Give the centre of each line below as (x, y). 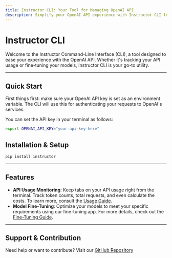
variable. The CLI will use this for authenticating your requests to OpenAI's (84, 104)
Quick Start (24, 86)
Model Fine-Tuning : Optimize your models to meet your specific (80, 206)
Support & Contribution (43, 238)
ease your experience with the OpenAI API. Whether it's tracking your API (83, 60)
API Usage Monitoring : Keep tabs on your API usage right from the (83, 190)
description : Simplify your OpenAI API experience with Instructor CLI (83, 15)
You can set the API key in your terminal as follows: (59, 120)
